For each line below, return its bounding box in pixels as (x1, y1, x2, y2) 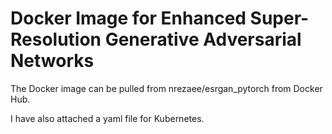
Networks (10, 50, 95, 72)
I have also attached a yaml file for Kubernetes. (10, 112, 205, 124)
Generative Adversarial (104, 28, 302, 51)
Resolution (10, 28, 102, 51)
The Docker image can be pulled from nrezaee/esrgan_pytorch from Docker (10, 82, 323, 94)
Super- (249, 7, 310, 30)
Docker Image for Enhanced (10, 7, 247, 30)
